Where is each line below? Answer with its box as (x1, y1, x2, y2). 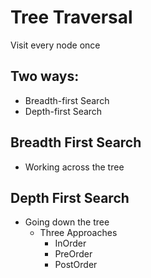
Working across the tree (24, 161, 125, 173)
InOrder (54, 237, 87, 250)
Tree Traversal (10, 6, 133, 29)
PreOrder (54, 248, 93, 260)
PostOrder (54, 259, 98, 271)
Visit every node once (10, 39, 101, 51)
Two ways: (10, 68, 80, 85)
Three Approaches (39, 227, 118, 239)
